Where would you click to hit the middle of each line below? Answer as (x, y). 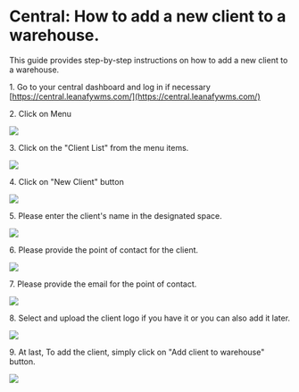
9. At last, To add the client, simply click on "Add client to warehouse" (137, 352)
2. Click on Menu (41, 113)
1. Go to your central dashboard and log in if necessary (110, 87)
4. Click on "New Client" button (67, 181)
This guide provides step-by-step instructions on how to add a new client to (149, 60)
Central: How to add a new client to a (148, 17)
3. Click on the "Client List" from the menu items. (99, 147)
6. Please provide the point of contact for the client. (104, 250)
